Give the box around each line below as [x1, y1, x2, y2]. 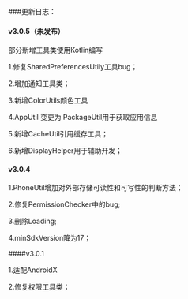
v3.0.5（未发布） [8, 26, 65, 36]
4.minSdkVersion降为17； [8, 234, 92, 243]
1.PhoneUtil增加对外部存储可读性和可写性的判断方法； [8, 183, 183, 192]
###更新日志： [8, 7, 57, 16]
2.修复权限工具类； [8, 282, 70, 292]
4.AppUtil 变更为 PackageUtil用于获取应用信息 [8, 113, 158, 122]
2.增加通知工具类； [8, 79, 70, 88]
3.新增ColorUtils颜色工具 [8, 95, 88, 105]
